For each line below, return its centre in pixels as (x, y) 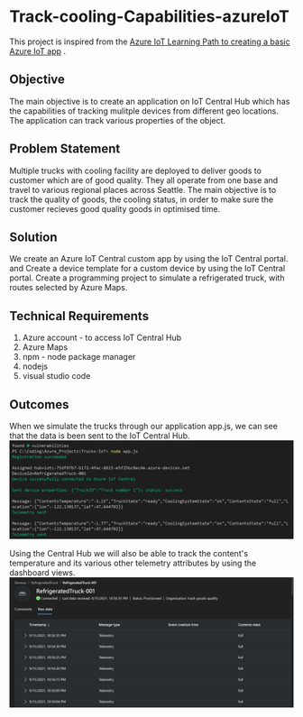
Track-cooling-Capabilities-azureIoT (150, 17)
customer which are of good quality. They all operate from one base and (144, 180)
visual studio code (56, 376)
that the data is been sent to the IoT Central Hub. (100, 436)
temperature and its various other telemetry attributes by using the (133, 563)
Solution (33, 237)
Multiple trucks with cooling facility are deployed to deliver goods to (135, 170)
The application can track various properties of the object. (118, 120)
